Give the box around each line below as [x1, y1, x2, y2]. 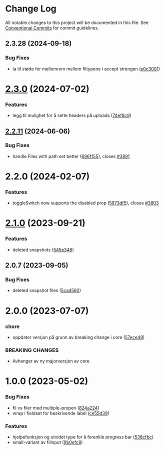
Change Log [5, 3, 56, 14]
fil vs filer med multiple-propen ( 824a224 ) [12, 404, 99, 410]
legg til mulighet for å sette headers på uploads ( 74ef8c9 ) [12, 112, 131, 118]
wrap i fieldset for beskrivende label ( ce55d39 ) [12, 410, 109, 416]
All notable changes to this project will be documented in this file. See [5, 19, 149, 25]
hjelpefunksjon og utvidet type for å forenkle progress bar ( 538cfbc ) [12, 434, 154, 440]
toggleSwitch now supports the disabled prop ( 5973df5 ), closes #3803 [12, 200, 159, 206]
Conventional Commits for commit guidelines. [5, 24, 99, 30]
